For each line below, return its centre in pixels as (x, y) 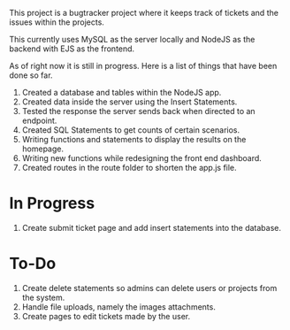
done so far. (31, 75)
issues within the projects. (57, 22)
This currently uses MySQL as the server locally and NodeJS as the (132, 39)
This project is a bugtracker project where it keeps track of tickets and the (144, 13)
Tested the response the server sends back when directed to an (138, 111)
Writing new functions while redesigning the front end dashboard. (142, 158)
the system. (43, 297)
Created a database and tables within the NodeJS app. (122, 92)
